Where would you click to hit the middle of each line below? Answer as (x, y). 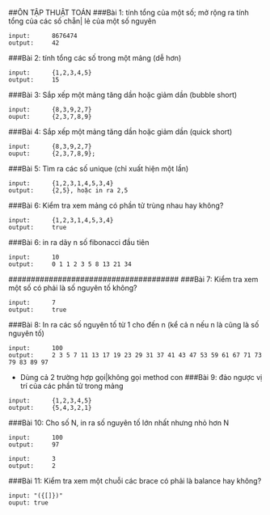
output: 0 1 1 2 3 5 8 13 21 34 (70, 264)
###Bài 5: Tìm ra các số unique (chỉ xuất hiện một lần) (99, 169)
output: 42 (34, 43)
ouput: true (28, 503)
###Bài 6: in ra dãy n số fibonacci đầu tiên (79, 242)
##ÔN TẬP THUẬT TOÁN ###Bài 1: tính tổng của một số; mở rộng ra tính (129, 13)
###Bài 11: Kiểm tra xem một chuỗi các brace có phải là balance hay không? (135, 481)
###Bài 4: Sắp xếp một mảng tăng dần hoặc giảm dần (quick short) (120, 132)
